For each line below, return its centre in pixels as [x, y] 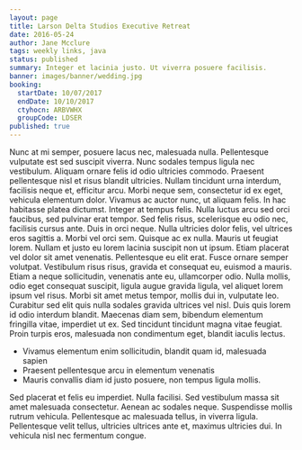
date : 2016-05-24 [42, 34]
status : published [44, 59]
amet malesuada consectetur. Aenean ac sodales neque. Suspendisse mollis [151, 407]
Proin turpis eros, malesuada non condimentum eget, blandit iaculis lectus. [147, 333]
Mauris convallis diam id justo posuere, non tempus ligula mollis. [142, 380]
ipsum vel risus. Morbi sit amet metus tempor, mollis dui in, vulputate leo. [144, 295]
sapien [35, 360]
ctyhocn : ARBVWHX [50, 110]
